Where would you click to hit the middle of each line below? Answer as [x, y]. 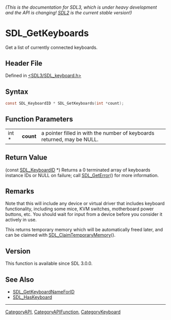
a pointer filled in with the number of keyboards [98, 133]
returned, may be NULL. [70, 139]
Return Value [26, 157]
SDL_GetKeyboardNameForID [44, 292]
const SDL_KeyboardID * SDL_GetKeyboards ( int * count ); [65, 104]
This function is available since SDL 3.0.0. [49, 263]
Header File [24, 63]
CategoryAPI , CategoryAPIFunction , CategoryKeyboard [63, 312]
